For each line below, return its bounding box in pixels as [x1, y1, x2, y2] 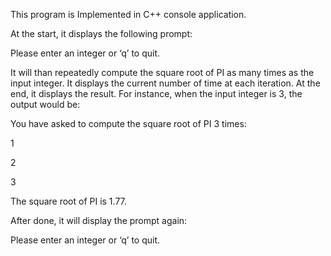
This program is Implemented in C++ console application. [10, 9, 247, 20]
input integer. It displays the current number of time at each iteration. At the [10, 77, 321, 89]
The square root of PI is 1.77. [10, 195, 127, 207]
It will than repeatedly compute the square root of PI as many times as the [10, 67, 315, 78]
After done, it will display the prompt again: [10, 215, 188, 226]
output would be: [10, 99, 81, 110]
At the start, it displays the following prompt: [10, 28, 193, 39]
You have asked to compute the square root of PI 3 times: [10, 118, 247, 129]
